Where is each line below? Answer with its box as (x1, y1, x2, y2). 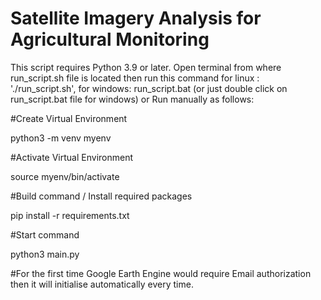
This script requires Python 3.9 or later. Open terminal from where (10, 61, 282, 73)
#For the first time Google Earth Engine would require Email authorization (10, 267, 312, 279)
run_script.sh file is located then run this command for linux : (10, 72, 260, 84)
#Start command (10, 228, 80, 241)
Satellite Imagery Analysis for (10, 7, 262, 30)
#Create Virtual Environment (10, 112, 128, 124)
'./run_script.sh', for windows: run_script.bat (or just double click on (10, 82, 288, 94)
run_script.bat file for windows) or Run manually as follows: (10, 93, 255, 105)
